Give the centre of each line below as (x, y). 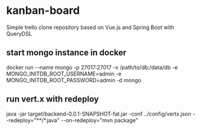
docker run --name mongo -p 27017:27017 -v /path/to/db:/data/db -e (92, 67)
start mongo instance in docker (66, 53)
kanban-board (43, 11)
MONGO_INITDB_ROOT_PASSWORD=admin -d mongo (74, 80)
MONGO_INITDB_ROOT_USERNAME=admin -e (64, 74)
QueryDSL (19, 33)
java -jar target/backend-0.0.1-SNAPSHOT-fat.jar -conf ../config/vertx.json (99, 114)
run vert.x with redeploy (53, 99)
